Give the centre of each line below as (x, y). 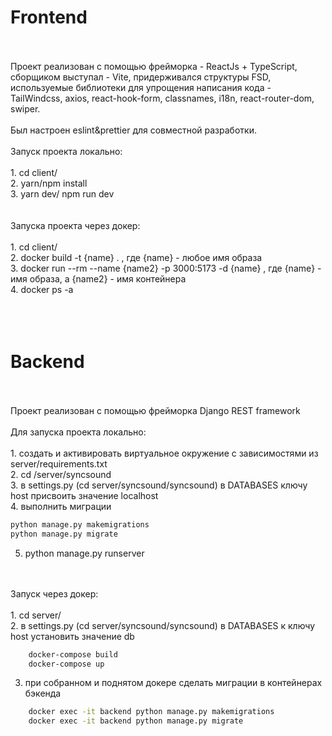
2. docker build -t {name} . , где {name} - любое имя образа (136, 257)
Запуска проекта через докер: (75, 225)
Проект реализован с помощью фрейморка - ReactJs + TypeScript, (154, 66)
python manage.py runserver (84, 553)
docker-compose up (66, 664)
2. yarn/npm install (49, 183)
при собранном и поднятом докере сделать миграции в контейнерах (173, 683)
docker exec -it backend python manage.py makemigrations (151, 712)
